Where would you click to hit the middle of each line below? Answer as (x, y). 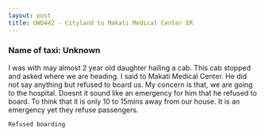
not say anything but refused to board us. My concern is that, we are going (131, 85)
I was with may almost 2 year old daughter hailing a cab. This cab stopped (130, 67)
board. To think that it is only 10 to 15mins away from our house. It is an (124, 101)
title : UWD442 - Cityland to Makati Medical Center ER (101, 23)
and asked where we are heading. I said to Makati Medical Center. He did (128, 76)
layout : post (30, 15)
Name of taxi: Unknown (54, 51)
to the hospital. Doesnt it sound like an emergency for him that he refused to (133, 93)
